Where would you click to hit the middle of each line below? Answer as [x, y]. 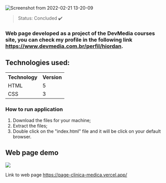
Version [53, 77]
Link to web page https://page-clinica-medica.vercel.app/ [66, 175]
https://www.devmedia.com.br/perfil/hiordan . [64, 46]
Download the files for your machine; [52, 120]
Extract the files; [30, 126]
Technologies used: [38, 63]
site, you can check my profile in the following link [69, 39]
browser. [22, 137]
